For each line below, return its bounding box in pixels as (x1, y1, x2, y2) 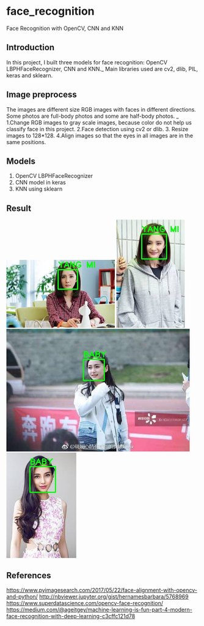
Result (6, 203, 32, 213)
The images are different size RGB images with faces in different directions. (6, 105, 197, 113)
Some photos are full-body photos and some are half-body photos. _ (6, 112, 179, 120)
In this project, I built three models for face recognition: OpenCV (6, 58, 168, 66)
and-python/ (6, 593, 38, 600)
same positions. (6, 138, 46, 145)
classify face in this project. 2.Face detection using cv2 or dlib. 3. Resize (6, 125, 189, 132)
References (6, 570, 51, 581)
